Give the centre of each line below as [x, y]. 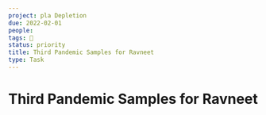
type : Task [26, 60]
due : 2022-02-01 [35, 23]
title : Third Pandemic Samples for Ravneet [81, 52]
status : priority [37, 45]
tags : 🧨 [21, 38]
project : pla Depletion [48, 15]
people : [21, 30]
